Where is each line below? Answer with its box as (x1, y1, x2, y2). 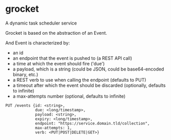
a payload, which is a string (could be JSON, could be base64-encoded (12, 66, 164, 72)
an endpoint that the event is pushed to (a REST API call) (12, 55, 132, 61)
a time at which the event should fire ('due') (12, 60, 105, 66)
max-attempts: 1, (35, 125, 72, 130)
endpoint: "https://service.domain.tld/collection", (35, 121, 150, 126)
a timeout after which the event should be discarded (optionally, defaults (12, 82, 166, 88)
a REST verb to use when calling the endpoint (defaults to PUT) (12, 77, 146, 83)
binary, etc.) (12, 71, 38, 77)
